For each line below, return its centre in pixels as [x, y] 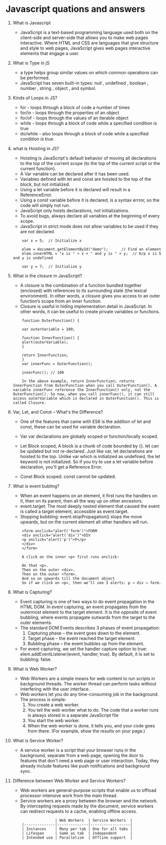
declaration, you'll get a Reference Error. [61, 467]
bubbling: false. [36, 659]
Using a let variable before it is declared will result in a [75, 189]
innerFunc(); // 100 [43, 372]
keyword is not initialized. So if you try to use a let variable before [87, 462]
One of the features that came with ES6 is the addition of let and [85, 422]
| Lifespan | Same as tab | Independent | [77, 833]
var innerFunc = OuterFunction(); [57, 364]
